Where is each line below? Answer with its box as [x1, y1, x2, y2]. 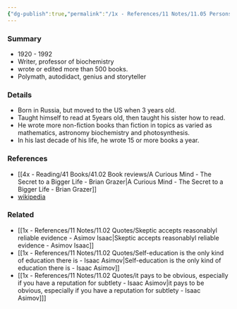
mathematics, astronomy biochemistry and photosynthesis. [17, 129, 190, 137]
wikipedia [17, 192, 46, 201]
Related [7, 210, 35, 220]
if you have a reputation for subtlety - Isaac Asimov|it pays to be [17, 279, 205, 287]
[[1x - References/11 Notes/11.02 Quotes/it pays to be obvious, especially [17, 271, 229, 279]
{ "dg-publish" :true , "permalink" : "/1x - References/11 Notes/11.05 [7, 10, 207, 18]
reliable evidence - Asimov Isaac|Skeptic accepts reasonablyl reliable [17, 233, 220, 242]
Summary [7, 33, 42, 43]
